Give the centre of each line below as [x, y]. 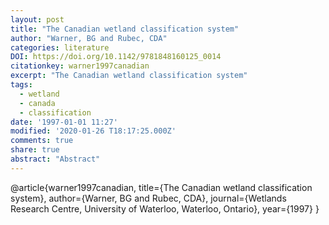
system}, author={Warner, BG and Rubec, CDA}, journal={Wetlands [148, 198]
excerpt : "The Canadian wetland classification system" [129, 76]
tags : [21, 85]
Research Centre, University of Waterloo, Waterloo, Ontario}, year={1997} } [165, 208]
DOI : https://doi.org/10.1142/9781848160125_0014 [116, 57]
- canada [37, 103]
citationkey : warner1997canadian [80, 66]
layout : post [37, 19]
